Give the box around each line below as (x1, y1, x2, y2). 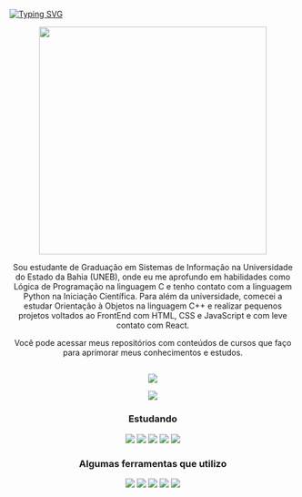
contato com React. (116, 319, 190, 330)
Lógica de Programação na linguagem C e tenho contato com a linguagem (13, 281, 293, 291)
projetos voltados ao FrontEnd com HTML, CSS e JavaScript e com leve (17, 310, 288, 320)
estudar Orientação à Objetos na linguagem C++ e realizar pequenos (24, 300, 282, 311)
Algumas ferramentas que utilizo (78, 457, 227, 470)
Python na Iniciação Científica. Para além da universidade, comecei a (23, 291, 283, 301)
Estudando (128, 412, 177, 425)
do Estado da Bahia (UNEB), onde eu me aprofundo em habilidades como (15, 271, 291, 282)
